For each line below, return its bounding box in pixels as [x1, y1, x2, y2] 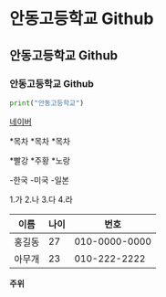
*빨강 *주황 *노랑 [9, 154, 71, 165]
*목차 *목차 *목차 [9, 135, 71, 146]
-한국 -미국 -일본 [9, 175, 70, 186]
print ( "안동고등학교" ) [9, 98, 85, 108]
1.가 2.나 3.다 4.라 [9, 194, 73, 205]
